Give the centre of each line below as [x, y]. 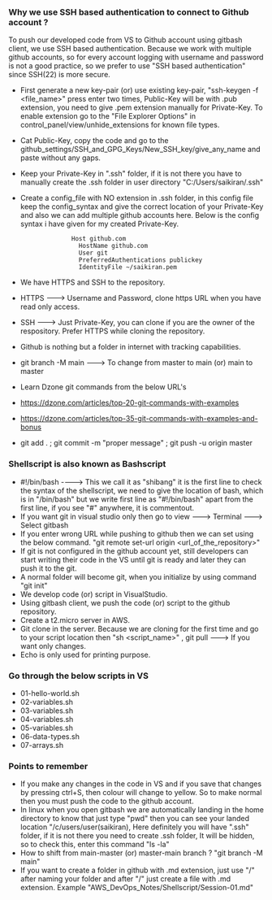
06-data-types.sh [50, 736]
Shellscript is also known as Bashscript [87, 464]
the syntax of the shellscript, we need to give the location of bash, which [142, 490]
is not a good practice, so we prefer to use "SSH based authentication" [127, 66]
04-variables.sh [47, 719]
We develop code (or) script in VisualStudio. [94, 594]
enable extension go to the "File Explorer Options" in [108, 116]
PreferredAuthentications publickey [140, 260]
